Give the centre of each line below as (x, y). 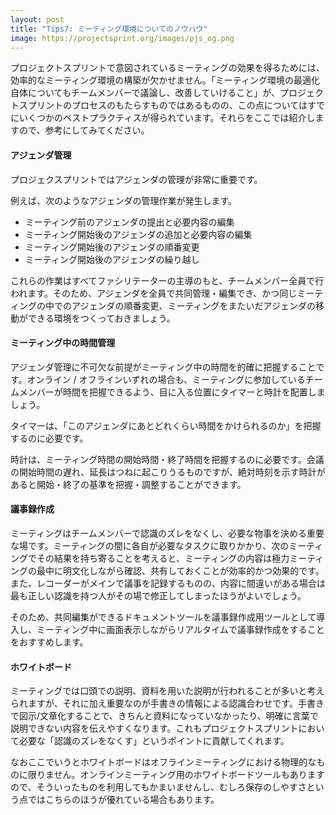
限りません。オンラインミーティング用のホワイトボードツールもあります (176, 775)
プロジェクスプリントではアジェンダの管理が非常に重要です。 (136, 179)
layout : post (37, 19)
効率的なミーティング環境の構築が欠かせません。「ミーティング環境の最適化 (165, 80)
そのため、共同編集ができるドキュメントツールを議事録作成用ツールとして (163, 617)
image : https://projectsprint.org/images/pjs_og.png (122, 38)
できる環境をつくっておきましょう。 (101, 318)
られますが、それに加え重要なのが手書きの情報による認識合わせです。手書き (167, 703)
